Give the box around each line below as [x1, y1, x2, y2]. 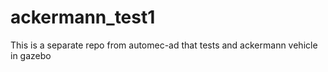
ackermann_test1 [10, 6, 156, 29]
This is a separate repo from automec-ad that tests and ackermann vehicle [10, 39, 318, 51]
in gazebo [10, 49, 52, 61]
